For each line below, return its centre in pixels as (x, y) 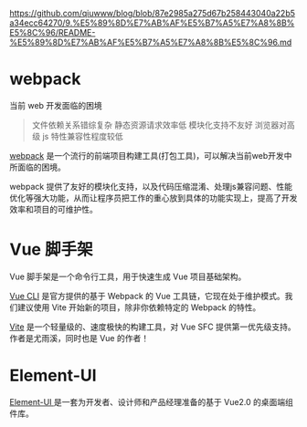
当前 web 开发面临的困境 (56, 105)
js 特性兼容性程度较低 (83, 136)
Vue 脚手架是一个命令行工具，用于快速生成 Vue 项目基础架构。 (128, 276)
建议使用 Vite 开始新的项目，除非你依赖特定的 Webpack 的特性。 (139, 307)
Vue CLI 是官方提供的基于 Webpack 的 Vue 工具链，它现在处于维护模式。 (147, 296)
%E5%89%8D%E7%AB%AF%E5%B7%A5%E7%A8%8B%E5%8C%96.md (151, 42)
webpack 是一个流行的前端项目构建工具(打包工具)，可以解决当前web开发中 (151, 155)
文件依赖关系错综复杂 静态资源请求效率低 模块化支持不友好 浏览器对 (159, 125)
